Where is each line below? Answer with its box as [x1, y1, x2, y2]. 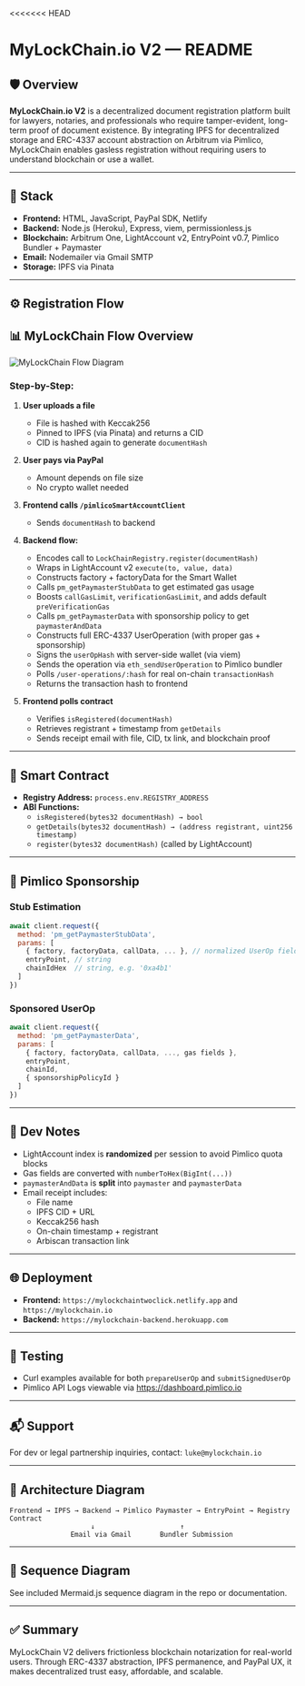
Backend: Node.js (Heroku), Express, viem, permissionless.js [22, 222, 252, 233]
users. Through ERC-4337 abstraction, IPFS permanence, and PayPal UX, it [9, 1656, 292, 1667]
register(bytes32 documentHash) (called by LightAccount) [35, 839, 252, 850]
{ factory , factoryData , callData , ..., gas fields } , [25, 1048, 238, 1057]
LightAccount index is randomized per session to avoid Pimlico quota [22, 1148, 283, 1159]
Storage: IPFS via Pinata [22, 261, 114, 272]
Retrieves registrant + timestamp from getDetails [35, 723, 221, 734]
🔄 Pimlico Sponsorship [9, 873, 140, 889]
